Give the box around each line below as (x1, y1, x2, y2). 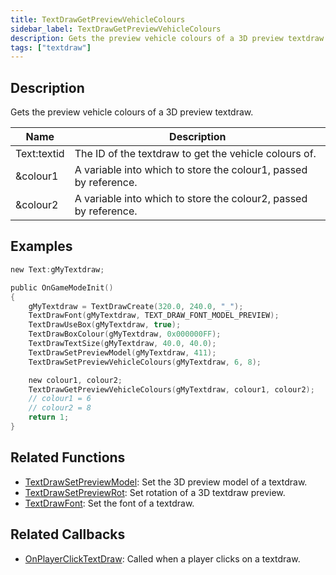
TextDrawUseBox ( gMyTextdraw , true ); (28, 320, 182, 330)
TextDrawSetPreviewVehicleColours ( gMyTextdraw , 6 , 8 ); (28, 357, 262, 367)
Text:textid (15, 147, 65, 161)
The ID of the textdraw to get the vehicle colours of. (74, 147, 317, 161)
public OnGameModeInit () (10, 282, 114, 293)
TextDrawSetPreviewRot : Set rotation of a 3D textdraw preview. (24, 486, 286, 498)
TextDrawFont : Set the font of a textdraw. (24, 497, 195, 509)
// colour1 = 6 (28, 394, 92, 404)
